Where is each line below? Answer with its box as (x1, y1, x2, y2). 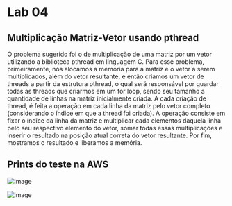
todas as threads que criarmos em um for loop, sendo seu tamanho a (7, 87, 205, 95)
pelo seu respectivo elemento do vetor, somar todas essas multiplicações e (7, 124, 223, 132)
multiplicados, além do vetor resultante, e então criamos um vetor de (7, 72, 204, 80)
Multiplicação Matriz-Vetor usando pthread (7, 32, 199, 44)
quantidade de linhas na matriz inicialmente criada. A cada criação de (7, 94, 207, 103)
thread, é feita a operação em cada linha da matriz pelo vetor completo (7, 102, 210, 110)
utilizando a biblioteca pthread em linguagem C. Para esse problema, (7, 58, 205, 66)
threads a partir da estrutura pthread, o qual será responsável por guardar (7, 80, 219, 87)
